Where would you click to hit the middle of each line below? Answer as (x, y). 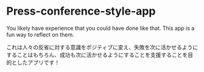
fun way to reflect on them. (40, 34)
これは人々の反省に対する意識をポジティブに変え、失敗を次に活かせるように (102, 47)
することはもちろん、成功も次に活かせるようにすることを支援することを (97, 55)
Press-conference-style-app (81, 11)
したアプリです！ (38, 62)
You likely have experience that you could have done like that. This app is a (100, 28)
